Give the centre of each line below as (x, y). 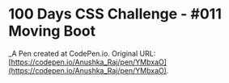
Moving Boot (52, 31)
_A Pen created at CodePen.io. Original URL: (82, 53)
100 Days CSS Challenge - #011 (115, 14)
